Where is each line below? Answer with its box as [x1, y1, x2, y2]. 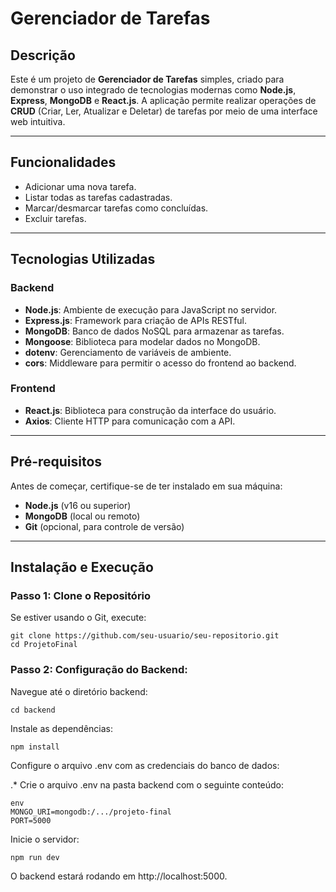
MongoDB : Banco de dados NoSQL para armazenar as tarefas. [24, 325, 285, 337]
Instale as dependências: [10, 722, 114, 734]
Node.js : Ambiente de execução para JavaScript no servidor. [24, 303, 278, 316]
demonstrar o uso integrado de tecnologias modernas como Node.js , [10, 84, 297, 96]
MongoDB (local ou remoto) [24, 510, 141, 522]
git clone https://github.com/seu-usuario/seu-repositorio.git [10, 631, 280, 641]
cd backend [10, 705, 56, 715]
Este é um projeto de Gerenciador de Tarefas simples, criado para [10, 73, 285, 85]
